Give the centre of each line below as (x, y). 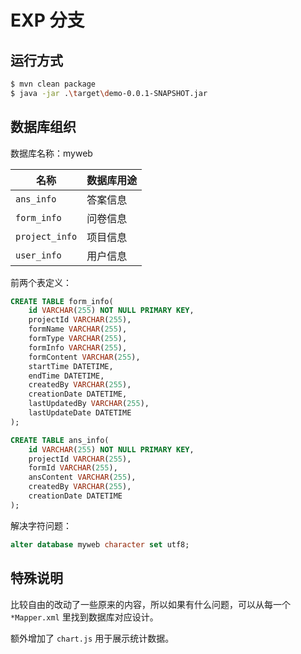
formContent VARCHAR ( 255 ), (84, 357)
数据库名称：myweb (51, 153)
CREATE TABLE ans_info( (60, 440)
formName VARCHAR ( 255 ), (78, 329)
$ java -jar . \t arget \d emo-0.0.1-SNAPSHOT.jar (109, 93)
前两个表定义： (41, 282)
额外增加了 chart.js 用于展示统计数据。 (92, 638)
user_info (38, 255)
